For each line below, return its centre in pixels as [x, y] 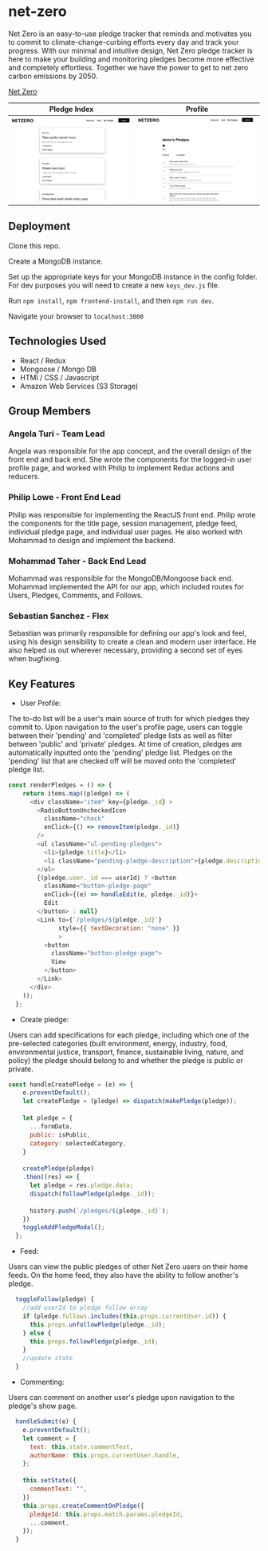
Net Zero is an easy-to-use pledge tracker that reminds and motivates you [130, 34]
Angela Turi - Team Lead [57, 434]
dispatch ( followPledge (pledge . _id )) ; [92, 1194]
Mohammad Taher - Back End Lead [77, 561]
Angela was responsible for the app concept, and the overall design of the [130, 451]
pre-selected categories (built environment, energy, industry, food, [118, 1043]
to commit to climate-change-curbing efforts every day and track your [124, 42]
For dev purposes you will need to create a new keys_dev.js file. [114, 285]
